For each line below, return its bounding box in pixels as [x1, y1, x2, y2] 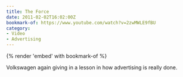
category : [6, 25, 31, 31]
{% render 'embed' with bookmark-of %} [6, 53, 107, 59]
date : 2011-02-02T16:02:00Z [6, 14, 76, 20]
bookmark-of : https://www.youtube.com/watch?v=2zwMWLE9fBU [6, 20, 156, 25]
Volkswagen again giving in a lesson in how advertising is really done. [6, 64, 178, 71]
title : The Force [6, 8, 49, 15]
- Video [6, 31, 26, 37]
